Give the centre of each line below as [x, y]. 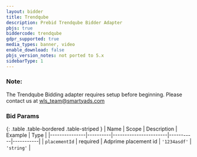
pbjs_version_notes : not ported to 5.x [55, 55]
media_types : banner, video [41, 45]
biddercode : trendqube [34, 34]
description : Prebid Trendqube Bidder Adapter [64, 22]
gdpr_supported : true [33, 39]
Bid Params [23, 116]
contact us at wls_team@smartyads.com [55, 100]
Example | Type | [27, 135]
